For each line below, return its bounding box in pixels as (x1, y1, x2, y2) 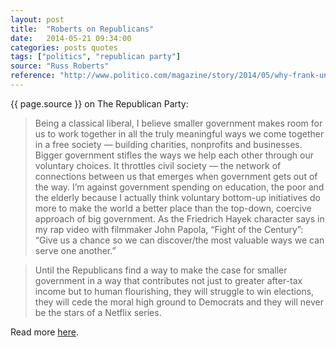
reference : (10, 71, 56, 81)
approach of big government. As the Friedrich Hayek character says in (34, 212, 325, 225)
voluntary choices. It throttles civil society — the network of (34, 159, 282, 171)
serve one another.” (34, 244, 117, 256)
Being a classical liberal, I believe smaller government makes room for (34, 117, 323, 129)
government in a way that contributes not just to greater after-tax (34, 274, 303, 286)
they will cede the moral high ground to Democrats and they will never (34, 296, 324, 308)
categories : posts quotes (10, 42, 118, 53)
